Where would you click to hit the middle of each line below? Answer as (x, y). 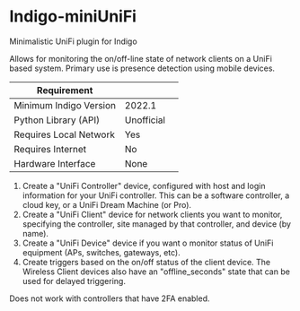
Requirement (65, 90)
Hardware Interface (55, 163)
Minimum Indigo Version (65, 105)
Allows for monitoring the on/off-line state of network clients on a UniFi (141, 58)
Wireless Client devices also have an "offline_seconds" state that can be (156, 272)
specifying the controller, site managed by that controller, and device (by (157, 224)
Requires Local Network (64, 134)
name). (35, 233)
